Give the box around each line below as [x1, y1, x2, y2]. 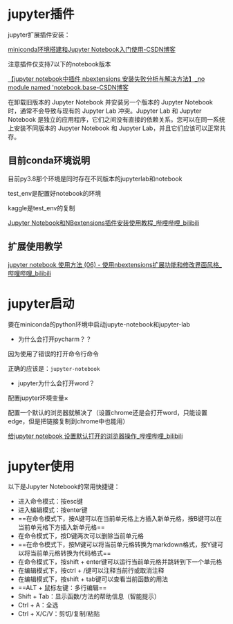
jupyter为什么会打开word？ [17, 378, 95, 387]
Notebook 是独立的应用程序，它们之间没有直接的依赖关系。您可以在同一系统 [8, 115, 225, 123]
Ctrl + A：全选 [17, 601, 59, 609]
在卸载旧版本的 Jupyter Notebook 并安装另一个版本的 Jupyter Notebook [8, 98, 213, 106]
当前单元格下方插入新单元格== [17, 523, 106, 531]
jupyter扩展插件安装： [8, 30, 71, 39]
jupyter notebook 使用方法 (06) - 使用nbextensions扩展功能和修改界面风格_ [8, 260, 222, 268]
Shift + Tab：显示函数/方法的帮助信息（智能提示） [17, 592, 161, 600]
